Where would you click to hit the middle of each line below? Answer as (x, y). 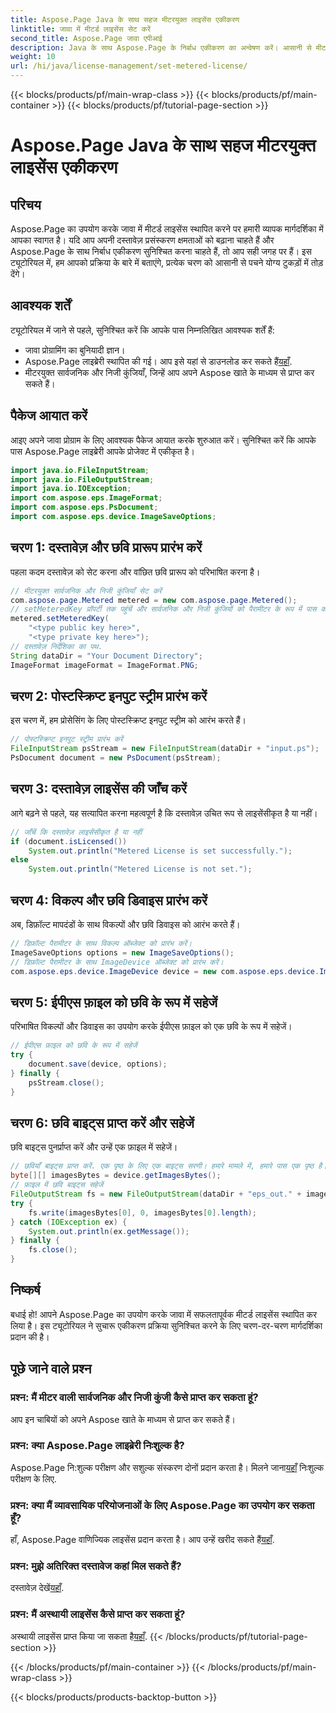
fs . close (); (53, 1250)
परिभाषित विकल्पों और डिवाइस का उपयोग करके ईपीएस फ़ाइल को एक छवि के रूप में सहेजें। (151, 1027)
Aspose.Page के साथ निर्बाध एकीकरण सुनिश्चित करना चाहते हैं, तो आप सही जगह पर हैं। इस (161, 251)
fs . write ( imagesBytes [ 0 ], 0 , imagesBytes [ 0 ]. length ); (142, 1212)
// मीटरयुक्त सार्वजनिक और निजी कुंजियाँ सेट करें (86, 591)
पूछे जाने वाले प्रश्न (51, 1369)
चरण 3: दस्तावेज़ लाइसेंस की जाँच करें (98, 789)
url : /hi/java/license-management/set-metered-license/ (129, 66)
